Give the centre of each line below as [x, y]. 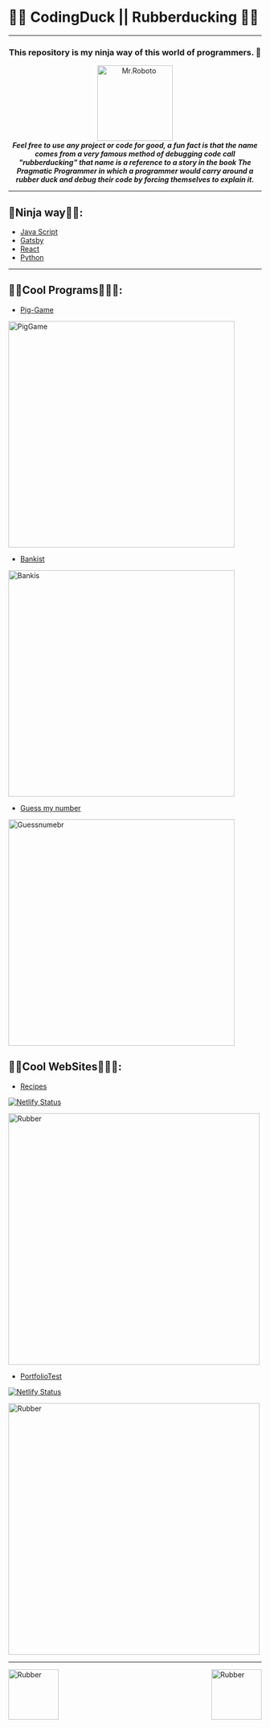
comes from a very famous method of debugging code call [135, 154]
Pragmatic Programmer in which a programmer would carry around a [135, 171]
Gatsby [32, 241]
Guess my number [51, 808]
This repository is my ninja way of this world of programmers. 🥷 [135, 52]
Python [32, 258]
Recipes [33, 1086]
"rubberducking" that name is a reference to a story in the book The [135, 163]
